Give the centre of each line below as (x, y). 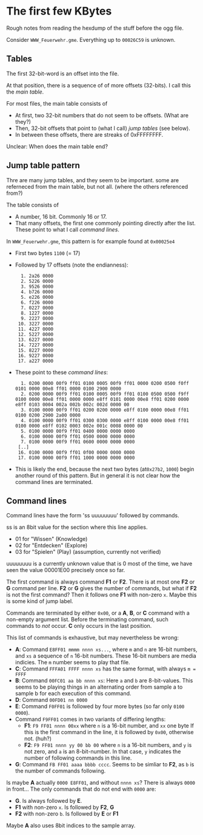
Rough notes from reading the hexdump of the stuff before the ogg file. (95, 28)
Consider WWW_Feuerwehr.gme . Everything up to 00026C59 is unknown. (91, 39)
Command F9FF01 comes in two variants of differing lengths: (90, 719)
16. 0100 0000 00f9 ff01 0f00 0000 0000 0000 (76, 452)
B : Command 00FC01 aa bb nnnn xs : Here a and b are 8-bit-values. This (104, 681)
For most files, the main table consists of (57, 103)
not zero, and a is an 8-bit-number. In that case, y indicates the (102, 752)
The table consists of (33, 205)
